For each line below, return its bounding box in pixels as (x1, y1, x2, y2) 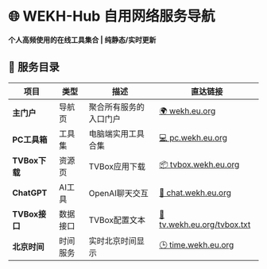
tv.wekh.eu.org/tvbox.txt (158, 219, 251, 230)
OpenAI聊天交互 (88, 187, 149, 198)
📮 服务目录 (8, 60, 60, 74)
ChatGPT (12, 187, 48, 198)
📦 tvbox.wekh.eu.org (158, 159, 240, 171)
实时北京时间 (88, 235, 137, 246)
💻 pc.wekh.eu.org (158, 133, 228, 144)
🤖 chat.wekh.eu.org (158, 187, 232, 198)
